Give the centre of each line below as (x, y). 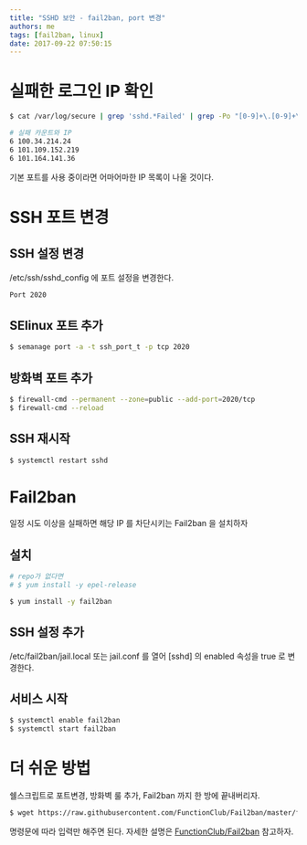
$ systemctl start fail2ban (63, 729)
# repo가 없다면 (37, 576)
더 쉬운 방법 (50, 769)
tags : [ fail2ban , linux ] (57, 35)
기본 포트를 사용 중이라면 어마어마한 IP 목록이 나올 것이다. (112, 177)
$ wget (22, 813)
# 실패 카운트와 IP (41, 133)
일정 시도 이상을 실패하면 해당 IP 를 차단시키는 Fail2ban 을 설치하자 (129, 523)
